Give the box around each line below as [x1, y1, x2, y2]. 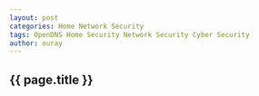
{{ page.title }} [9, 72, 94, 87]
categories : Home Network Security [9, 22, 144, 31]
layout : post [9, 13, 59, 23]
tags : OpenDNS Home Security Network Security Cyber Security [9, 30, 250, 39]
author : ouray [9, 38, 64, 48]
